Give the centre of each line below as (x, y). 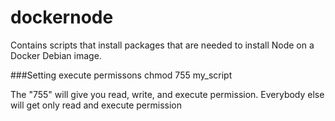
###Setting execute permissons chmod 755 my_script (121, 75)
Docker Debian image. (56, 55)
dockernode (62, 17)
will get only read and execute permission (96, 105)
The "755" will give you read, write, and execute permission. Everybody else (167, 94)
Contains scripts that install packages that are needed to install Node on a (162, 45)
